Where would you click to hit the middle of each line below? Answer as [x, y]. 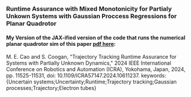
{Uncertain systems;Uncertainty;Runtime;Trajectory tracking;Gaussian [91, 82]
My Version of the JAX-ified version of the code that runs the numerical [96, 38]
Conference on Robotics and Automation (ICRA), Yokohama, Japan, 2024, [96, 69]
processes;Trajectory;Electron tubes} [51, 88]
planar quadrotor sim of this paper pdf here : [61, 44]
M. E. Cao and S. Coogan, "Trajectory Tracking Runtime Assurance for [91, 57]
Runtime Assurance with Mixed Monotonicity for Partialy [89, 9]
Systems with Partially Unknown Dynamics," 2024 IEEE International [89, 63]
